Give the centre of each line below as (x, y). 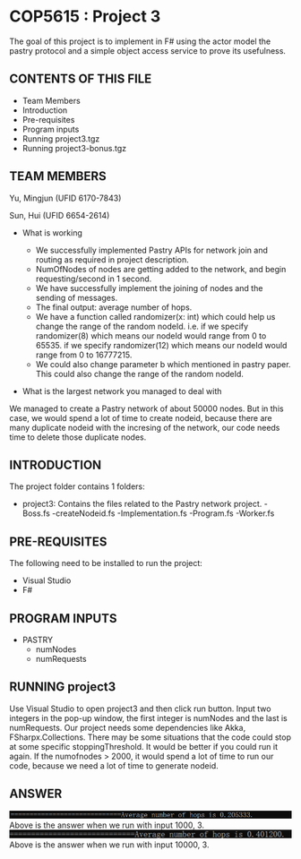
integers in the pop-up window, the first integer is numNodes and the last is (149, 717)
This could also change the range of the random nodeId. (140, 374)
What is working (52, 232)
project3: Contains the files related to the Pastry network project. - (145, 504)
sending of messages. (77, 297)
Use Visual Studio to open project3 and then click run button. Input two (140, 709)
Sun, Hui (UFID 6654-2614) (60, 215)
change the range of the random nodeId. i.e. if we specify (142, 326)
